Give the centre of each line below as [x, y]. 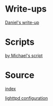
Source [20, 75]
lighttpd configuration [26, 98]
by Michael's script [24, 55]
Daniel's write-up [22, 22]
